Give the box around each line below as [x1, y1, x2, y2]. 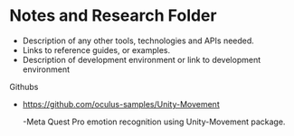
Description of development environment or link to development [22, 54, 261, 65]
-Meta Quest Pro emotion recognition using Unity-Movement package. [22, 116, 286, 127]
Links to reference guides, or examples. [22, 44, 170, 55]
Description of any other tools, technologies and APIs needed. [22, 35, 255, 46]
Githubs [9, 81, 39, 92]
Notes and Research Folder [9, 5, 217, 26]
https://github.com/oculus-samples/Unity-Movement [22, 98, 220, 109]
